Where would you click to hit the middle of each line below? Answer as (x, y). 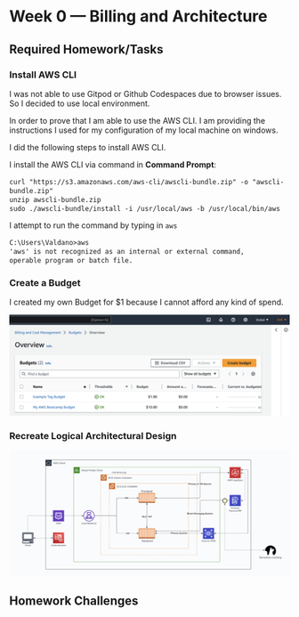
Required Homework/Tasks (86, 49)
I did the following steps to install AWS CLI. (88, 147)
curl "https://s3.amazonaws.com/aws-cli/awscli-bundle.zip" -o (129, 182)
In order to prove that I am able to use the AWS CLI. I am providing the (137, 120)
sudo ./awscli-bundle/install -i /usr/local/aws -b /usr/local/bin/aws (145, 208)
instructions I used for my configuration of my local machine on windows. (144, 130)
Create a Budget (45, 282)
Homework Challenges (74, 601)
